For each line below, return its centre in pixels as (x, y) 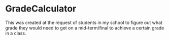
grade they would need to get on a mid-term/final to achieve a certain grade (85, 27)
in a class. (16, 33)
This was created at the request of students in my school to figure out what (84, 22)
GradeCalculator (41, 9)
